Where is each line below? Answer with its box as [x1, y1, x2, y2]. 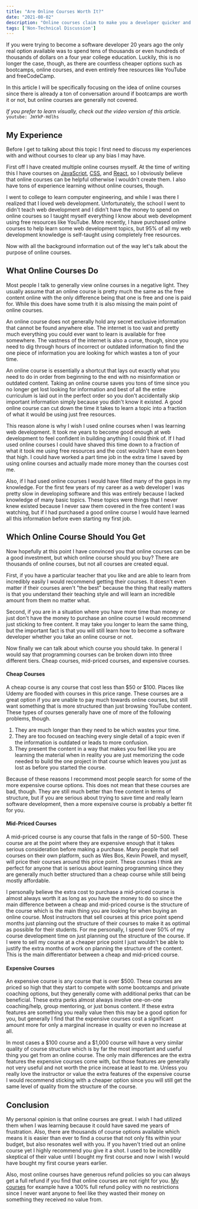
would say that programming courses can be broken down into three [6, 650, 173, 658]
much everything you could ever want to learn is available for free [6, 331, 166, 338]
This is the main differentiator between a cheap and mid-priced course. [6, 951, 180, 958]
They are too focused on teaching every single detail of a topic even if [14, 732, 185, 739]
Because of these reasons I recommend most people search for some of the [6, 775, 192, 782]
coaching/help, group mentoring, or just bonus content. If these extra [6, 1003, 174, 1010]
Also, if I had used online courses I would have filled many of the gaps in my [6, 477, 191, 484]
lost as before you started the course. [14, 764, 106, 771]
